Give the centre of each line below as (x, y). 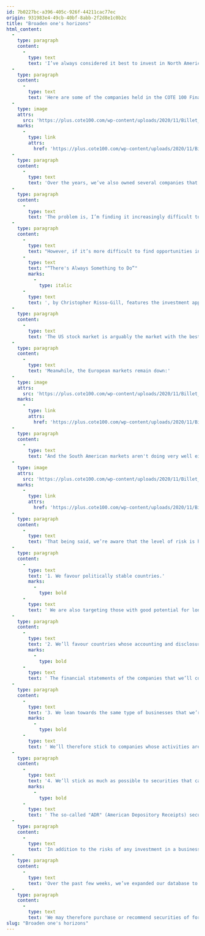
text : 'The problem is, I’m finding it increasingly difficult (110, 217)
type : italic (55, 285)
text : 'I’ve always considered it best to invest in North (105, 63)
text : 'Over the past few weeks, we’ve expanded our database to (113, 883)
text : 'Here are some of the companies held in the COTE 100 (108, 97)
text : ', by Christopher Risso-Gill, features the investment (109, 303)
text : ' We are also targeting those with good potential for (109, 610)
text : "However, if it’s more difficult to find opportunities (110, 251)
